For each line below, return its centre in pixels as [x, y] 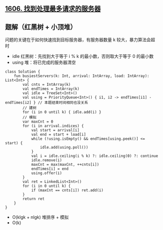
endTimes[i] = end [50, 169]
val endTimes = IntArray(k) [51, 89]
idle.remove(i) [47, 160]
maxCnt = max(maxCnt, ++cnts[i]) [65, 165]
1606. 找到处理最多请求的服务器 [53, 9]
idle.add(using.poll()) [64, 148]
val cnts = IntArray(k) [47, 85]
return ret [34, 199]
